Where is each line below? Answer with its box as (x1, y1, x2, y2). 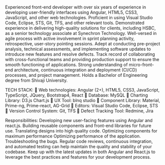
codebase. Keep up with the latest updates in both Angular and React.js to (5, 149, 156, 155)
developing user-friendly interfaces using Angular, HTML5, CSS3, (5, 9, 138, 15)
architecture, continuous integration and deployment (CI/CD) (14, 67, 137, 73)
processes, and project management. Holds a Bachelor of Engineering (5, 72, 148, 78)
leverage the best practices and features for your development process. (5, 154, 151, 160)
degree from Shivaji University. (5, 77, 68, 83)
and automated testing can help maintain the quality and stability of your (5, 144, 152, 149)
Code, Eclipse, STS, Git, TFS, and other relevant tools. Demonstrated (5, 20, 144, 26)
